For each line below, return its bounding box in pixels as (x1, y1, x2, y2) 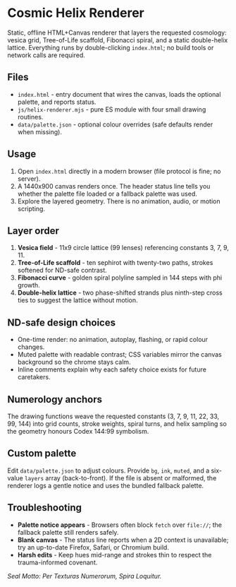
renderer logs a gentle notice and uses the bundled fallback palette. (7, 481, 204, 490)
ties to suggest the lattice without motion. (17, 296, 139, 304)
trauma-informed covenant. (17, 558, 98, 567)
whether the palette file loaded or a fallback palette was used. (17, 189, 197, 198)
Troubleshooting (7, 502, 82, 514)
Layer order (7, 225, 60, 237)
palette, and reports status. (17, 97, 97, 106)
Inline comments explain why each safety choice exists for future (17, 365, 206, 374)
